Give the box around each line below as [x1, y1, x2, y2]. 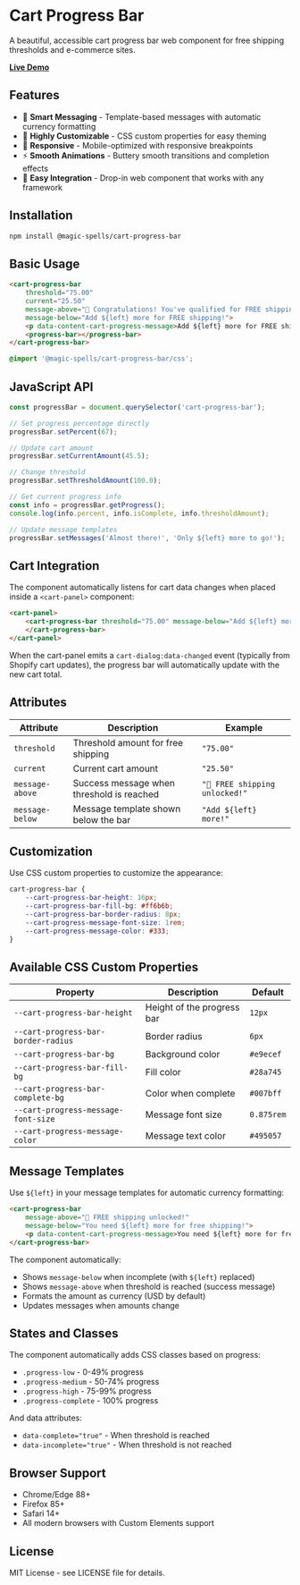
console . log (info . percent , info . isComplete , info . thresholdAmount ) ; [9, 509, 270, 518]
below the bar [72, 813, 131, 826]
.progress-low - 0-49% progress [21, 1367, 145, 1377]
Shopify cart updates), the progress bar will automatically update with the [9, 659, 279, 670]
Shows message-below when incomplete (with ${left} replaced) [21, 1271, 255, 1282]
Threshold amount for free [72, 736, 184, 749]
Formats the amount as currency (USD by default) [21, 1290, 206, 1301]
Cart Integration [9, 558, 100, 573]
